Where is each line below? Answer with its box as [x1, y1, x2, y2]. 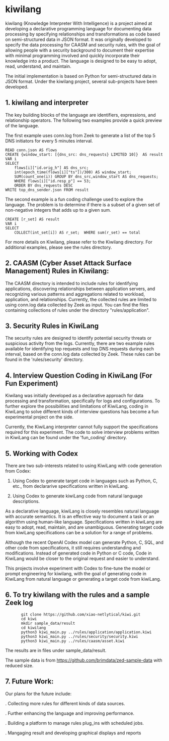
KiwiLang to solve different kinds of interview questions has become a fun [5, 408, 159, 415]
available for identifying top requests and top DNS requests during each [5, 346, 154, 352]
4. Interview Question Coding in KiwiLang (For [5, 371, 152, 380]
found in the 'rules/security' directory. [5, 356, 84, 362]
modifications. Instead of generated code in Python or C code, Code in [5, 550, 152, 556]
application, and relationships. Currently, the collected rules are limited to [5, 296, 157, 302]
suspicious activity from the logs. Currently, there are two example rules [5, 340, 155, 347]
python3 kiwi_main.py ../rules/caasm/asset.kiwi [21, 638, 125, 643]
